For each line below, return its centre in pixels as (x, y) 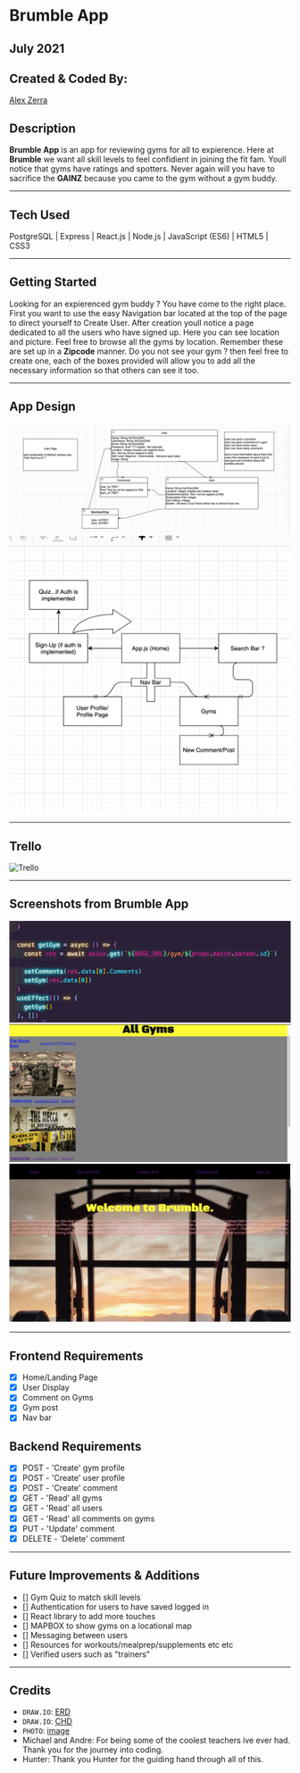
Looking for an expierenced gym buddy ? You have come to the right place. (148, 304)
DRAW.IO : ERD (46, 1712)
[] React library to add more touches (89, 1616)
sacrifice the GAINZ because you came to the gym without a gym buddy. (144, 179)
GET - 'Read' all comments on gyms (88, 1518)
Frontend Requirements (76, 1355)
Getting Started (53, 282)
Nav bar (37, 1418)
